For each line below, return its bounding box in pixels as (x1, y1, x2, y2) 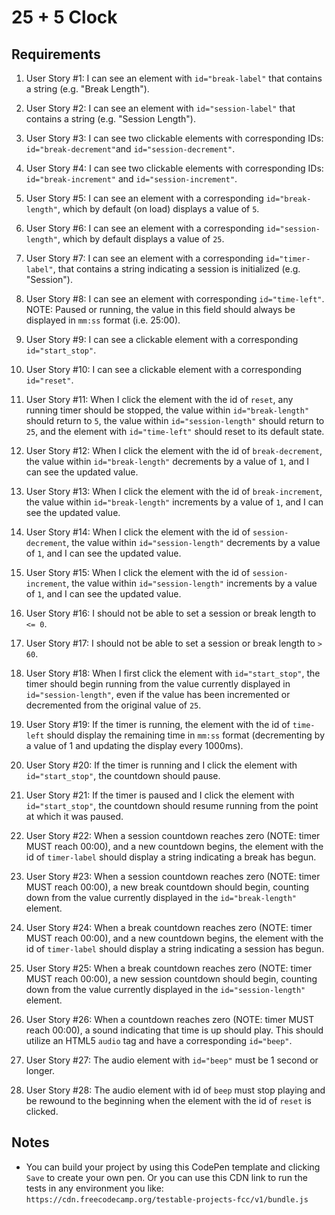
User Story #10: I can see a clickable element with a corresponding (25, 364, 303, 375)
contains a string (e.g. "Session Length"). (25, 113, 196, 125)
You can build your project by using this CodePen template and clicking (25, 1161, 321, 1173)
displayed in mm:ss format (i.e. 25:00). (25, 314, 181, 326)
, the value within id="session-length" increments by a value (66, 577, 318, 589)
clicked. (25, 1106, 59, 1117)
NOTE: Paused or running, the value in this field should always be (25, 304, 296, 315)
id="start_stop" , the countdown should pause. (25, 770, 221, 781)
